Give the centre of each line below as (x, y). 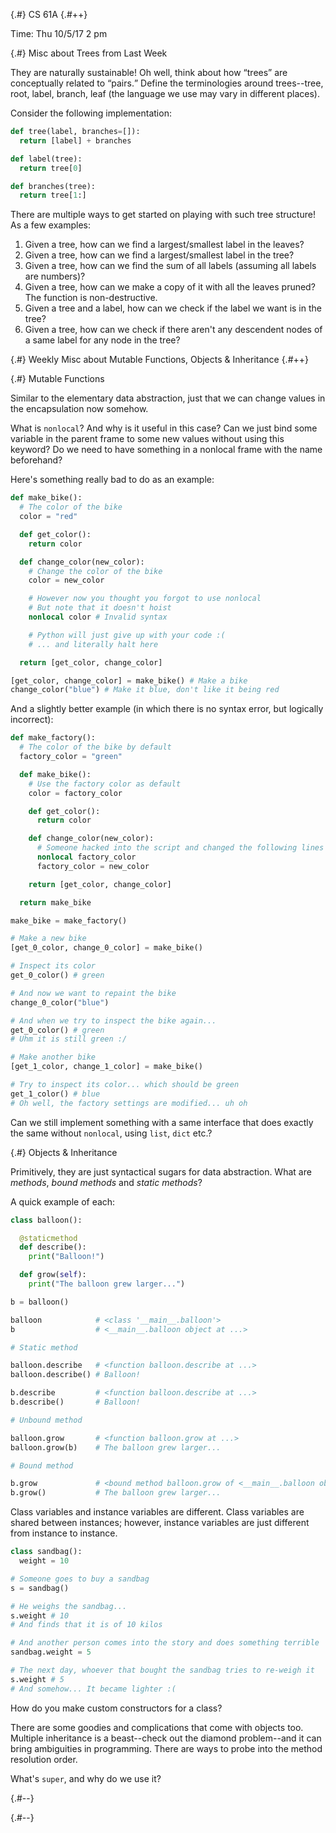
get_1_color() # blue (55, 1094)
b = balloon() (40, 1302)
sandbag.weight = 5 (51, 1652)
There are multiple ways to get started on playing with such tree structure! (163, 215)
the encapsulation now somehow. (79, 409)
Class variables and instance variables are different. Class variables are (157, 1512)
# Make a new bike (48, 939)
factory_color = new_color (93, 866)
